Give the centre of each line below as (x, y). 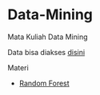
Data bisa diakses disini (46, 52)
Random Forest (44, 83)
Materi (18, 67)
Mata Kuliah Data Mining (48, 37)
